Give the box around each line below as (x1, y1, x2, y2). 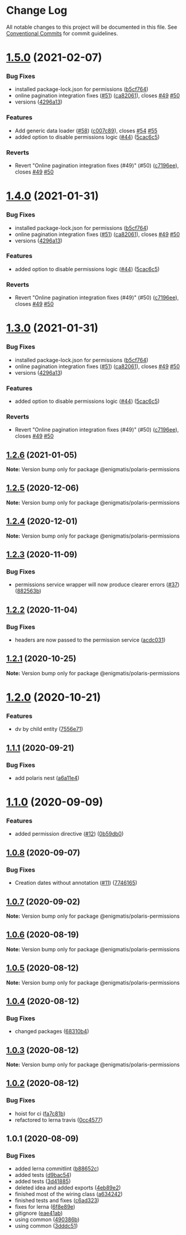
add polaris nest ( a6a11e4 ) (14, 774, 80, 781)
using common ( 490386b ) (14, 1216, 80, 1223)
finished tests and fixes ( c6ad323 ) (14, 1197, 100, 1204)
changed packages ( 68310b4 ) (14, 1028, 89, 1035)
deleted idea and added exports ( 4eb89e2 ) (14, 1184, 121, 1191)
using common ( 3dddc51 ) (14, 1222, 78, 1230)
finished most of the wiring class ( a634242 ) (14, 1191, 123, 1198)
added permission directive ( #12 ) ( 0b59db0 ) (14, 830, 124, 838)
